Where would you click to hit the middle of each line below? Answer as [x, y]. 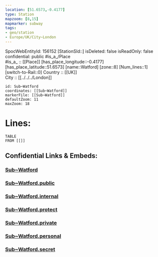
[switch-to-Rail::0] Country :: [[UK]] [41, 72]
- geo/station [20, 33]
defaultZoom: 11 [22, 99]
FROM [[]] [15, 141]
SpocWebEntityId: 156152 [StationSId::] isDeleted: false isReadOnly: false [79, 51]
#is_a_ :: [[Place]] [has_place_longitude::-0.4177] [55, 62]
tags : [11, 28]
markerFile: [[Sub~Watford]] [35, 95]
